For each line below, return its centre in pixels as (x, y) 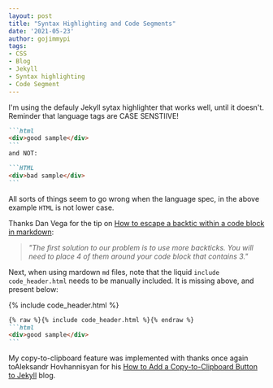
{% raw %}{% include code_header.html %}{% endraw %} (102, 320)
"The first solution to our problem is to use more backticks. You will (141, 247)
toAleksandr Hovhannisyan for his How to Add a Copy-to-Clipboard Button (133, 367)
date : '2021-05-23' (41, 31)
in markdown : (31, 232)
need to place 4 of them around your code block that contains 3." (138, 256)
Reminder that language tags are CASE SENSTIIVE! (93, 116)
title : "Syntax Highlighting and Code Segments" (92, 24)
